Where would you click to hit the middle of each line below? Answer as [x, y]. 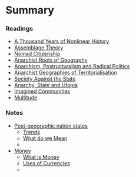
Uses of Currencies [46, 163]
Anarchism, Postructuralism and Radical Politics [72, 66]
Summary [30, 10]
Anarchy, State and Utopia [46, 85]
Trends [31, 132]
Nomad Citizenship [37, 54]
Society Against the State [45, 79]
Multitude [26, 98]
